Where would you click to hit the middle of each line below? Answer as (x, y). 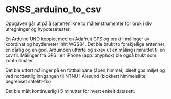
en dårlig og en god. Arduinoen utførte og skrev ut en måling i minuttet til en (85, 49)
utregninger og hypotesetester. (38, 29)
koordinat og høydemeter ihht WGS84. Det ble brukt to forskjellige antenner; (86, 44)
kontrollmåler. (20, 60)
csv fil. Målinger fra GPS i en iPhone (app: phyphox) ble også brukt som (81, 55)
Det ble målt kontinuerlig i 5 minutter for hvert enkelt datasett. (70, 91)
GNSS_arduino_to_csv (53, 9)
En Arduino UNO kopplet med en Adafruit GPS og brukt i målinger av (78, 39)
